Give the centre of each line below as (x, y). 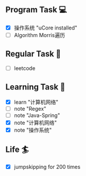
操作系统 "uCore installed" (45, 28)
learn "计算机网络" (36, 102)
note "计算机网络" (35, 122)
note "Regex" (30, 108)
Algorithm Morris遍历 (39, 35)
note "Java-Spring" (37, 115)
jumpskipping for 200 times (47, 167)
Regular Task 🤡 (33, 54)
